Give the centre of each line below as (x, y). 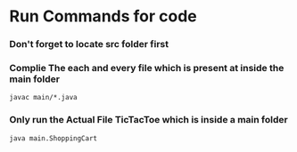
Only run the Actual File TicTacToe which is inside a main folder (148, 120)
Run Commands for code (103, 16)
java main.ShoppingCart (54, 138)
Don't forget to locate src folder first (89, 44)
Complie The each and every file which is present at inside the (147, 68)
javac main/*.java (43, 98)
